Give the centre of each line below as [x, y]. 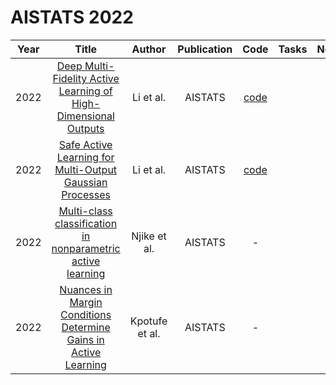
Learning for [85, 157]
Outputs [85, 128]
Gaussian [85, 182]
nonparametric [86, 248]
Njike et [149, 236]
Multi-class [85, 211]
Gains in [85, 339]
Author [149, 49]
